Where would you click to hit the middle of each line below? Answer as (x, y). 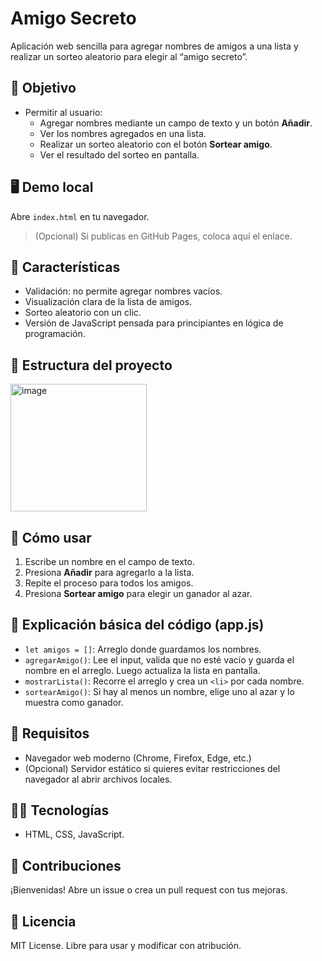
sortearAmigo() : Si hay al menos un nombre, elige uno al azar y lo (159, 691)
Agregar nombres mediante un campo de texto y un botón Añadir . (176, 123)
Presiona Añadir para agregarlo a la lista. (109, 572)
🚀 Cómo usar (51, 537)
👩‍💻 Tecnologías (60, 810)
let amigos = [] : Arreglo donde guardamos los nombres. (143, 649)
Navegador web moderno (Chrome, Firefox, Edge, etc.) (138, 758)
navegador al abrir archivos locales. (98, 779)
